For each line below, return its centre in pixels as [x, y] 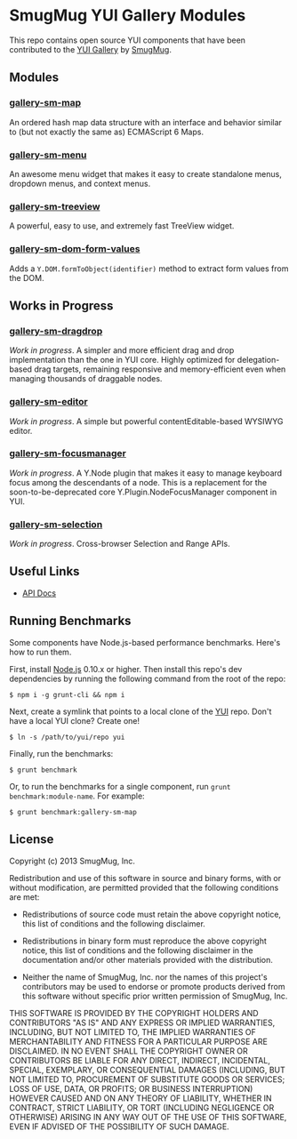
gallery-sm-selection [56, 524]
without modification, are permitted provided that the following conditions [144, 887]
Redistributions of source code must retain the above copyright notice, [152, 914]
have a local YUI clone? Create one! [75, 720]
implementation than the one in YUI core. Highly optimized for [122, 360]
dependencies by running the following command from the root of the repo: [148, 678]
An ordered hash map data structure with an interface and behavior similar [146, 122]
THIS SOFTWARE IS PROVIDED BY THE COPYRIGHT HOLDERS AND [134, 1013]
